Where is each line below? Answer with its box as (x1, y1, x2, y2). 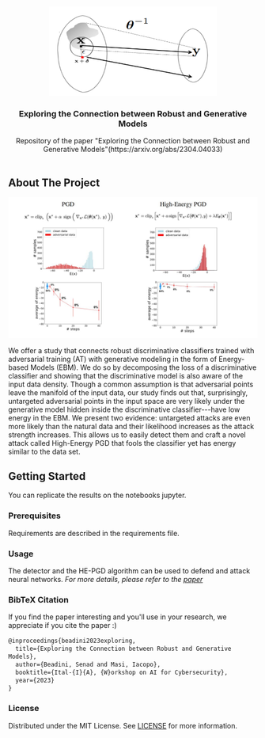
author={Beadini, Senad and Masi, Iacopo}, (15, 660, 161, 669)
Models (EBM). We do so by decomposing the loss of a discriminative (30, 363, 257, 372)
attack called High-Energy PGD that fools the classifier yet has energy (8, 438, 237, 447)
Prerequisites (8, 510, 61, 521)
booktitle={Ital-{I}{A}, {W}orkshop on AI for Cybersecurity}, (15, 668, 228, 677)
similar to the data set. (8, 447, 81, 456)
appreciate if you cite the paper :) (8, 621, 117, 630)
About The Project (8, 176, 100, 189)
